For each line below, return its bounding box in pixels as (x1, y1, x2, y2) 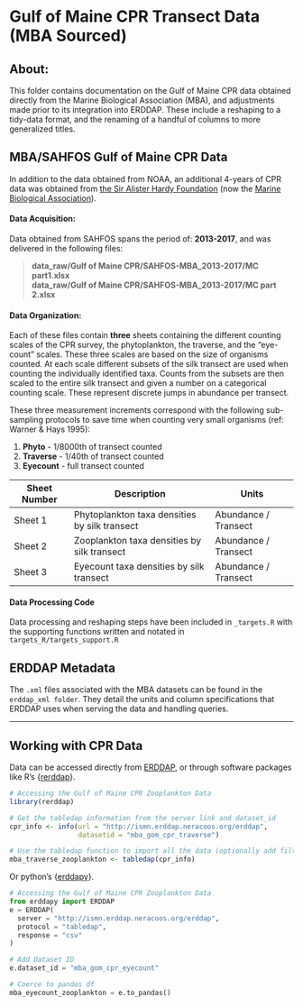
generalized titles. (9, 123, 76, 134)
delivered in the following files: (9, 243, 124, 254)
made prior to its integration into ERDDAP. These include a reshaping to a (9, 105, 281, 114)
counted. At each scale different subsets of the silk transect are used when (9, 359, 289, 370)
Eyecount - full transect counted (22, 461, 144, 471)
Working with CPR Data (9, 737, 143, 754)
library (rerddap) (9, 797, 75, 806)
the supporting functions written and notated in (9, 626, 185, 637)
